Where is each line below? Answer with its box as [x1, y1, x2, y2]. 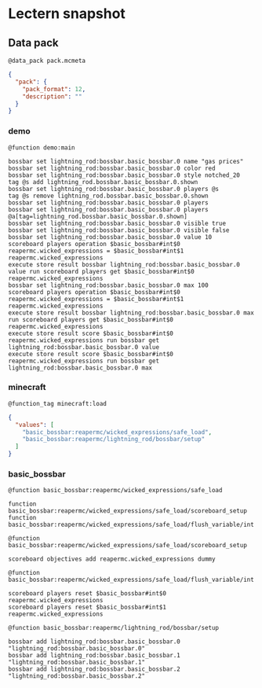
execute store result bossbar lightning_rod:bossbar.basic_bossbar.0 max [8, 308, 255, 317]
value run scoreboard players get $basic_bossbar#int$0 [8, 267, 195, 275]
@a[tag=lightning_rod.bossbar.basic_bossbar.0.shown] [8, 212, 188, 220]
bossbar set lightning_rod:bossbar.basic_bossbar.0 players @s [8, 185, 220, 193]
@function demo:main [8, 143, 76, 152]
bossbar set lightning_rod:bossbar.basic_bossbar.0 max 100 [8, 281, 209, 289]
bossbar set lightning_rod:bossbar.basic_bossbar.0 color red [8, 164, 216, 172]
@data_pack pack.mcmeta [8, 57, 86, 64]
